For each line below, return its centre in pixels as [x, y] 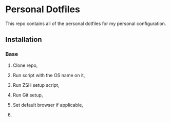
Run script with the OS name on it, [49, 75]
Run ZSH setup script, [36, 85]
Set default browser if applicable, [48, 105]
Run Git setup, [28, 95]
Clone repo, [25, 65]
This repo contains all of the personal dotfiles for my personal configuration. [86, 23]
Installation [24, 40]
